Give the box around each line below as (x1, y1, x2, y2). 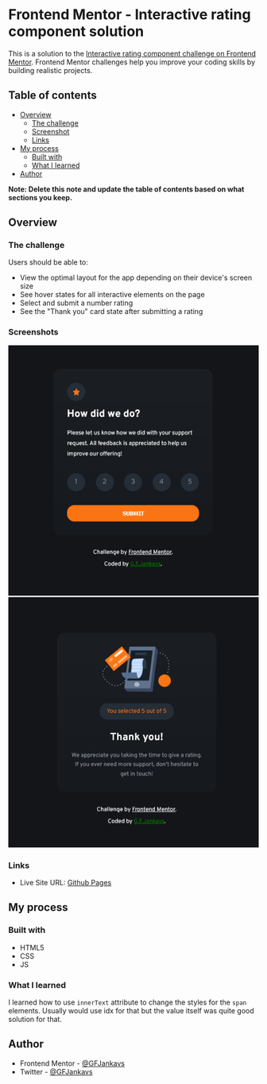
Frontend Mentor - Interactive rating (8, 6, 252, 24)
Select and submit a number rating (19, 298, 133, 308)
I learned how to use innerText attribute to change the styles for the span (8, 997, 247, 1007)
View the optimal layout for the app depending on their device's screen (19, 273, 253, 283)
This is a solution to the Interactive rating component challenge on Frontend (8, 48, 257, 58)
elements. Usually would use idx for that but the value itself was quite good (8, 1006, 254, 1016)
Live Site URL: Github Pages (19, 878, 112, 888)
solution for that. (8, 1015, 62, 1024)
